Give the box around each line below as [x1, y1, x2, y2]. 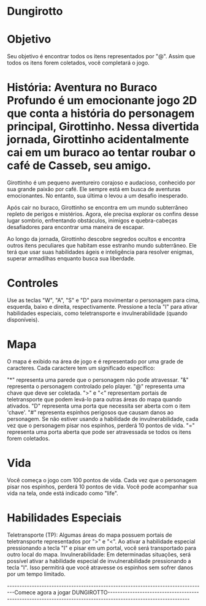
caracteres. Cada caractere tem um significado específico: [7, 364, 156, 371]
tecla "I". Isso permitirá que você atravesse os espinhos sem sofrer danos [7, 564, 194, 571]
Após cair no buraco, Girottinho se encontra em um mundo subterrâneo [7, 204, 188, 211]
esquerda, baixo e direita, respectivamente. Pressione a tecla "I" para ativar [7, 303, 198, 310]
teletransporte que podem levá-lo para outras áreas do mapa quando [7, 395, 182, 403]
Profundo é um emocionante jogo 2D [7, 94, 197, 108]
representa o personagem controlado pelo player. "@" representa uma [7, 382, 185, 390]
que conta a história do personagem [7, 107, 195, 121]
